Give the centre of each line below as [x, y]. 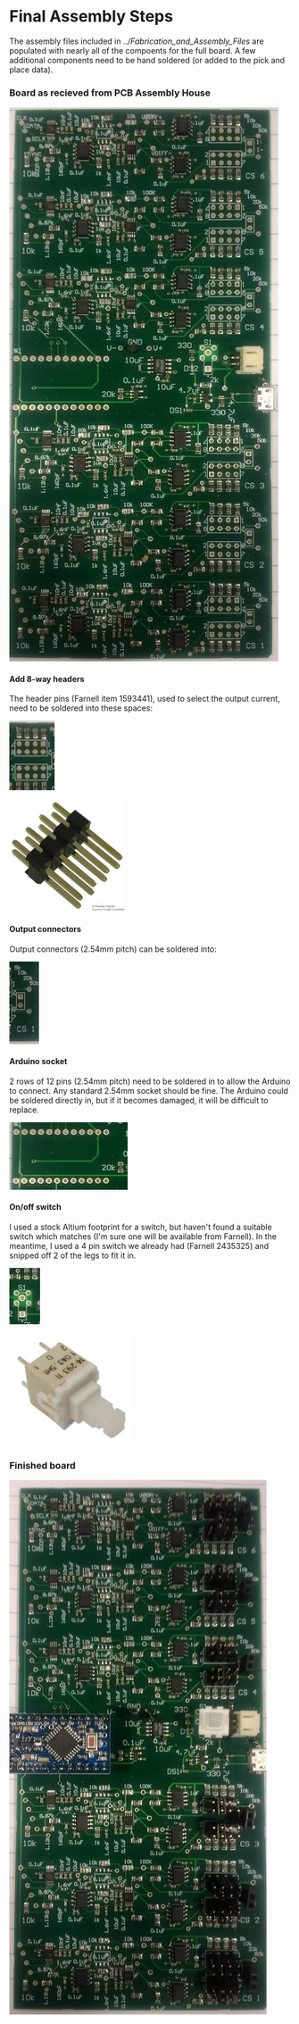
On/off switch [35, 1207]
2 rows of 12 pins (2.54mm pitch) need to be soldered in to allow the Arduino [150, 1081]
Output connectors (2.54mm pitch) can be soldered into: [113, 949]
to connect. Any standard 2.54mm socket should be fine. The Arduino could [149, 1090]
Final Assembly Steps [91, 17]
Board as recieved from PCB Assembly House [110, 93]
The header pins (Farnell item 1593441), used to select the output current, [145, 699]
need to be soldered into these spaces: [81, 708]
